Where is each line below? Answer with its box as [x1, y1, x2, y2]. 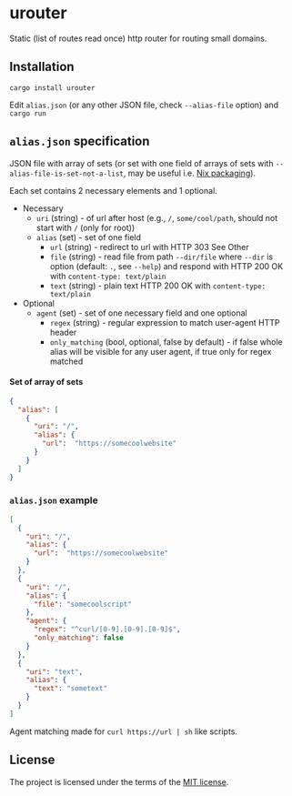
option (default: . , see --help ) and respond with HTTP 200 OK [49, 260, 284, 271]
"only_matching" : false [33, 633, 125, 643]
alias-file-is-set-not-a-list [9, 169, 125, 178]
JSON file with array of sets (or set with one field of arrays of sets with [9, 157, 274, 168]
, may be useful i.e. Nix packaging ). [123, 167, 257, 178]
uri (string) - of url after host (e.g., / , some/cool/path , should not [35, 212, 278, 223]
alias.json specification [9, 134, 150, 149]
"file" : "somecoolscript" [33, 600, 132, 609]
